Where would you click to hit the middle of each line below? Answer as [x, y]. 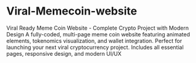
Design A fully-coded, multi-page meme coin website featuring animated [98, 34]
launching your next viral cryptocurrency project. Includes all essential [95, 47]
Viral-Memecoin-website [72, 11]
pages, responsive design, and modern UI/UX [64, 53]
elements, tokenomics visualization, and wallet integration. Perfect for [94, 41]
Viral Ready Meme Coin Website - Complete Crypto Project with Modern [97, 28]
